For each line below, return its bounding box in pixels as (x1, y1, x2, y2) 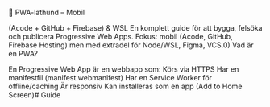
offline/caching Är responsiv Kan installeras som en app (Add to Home (8, 81, 243, 91)
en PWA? (8, 49, 39, 58)
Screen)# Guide (8, 90, 61, 100)
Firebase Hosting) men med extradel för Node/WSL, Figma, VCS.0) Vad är (8, 40, 254, 50)
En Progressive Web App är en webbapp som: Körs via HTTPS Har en (8, 64, 239, 74)
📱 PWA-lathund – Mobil (8, 8, 85, 17)
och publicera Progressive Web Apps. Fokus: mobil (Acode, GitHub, (8, 32, 233, 41)
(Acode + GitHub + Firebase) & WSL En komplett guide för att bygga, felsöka (8, 23, 263, 32)
